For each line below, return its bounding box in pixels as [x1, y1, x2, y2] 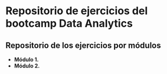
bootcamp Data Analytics [5, 17, 133, 30]
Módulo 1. [14, 56, 39, 63]
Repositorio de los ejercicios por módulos [5, 40, 161, 50]
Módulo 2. [14, 62, 40, 69]
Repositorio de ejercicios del [5, 4, 148, 18]
